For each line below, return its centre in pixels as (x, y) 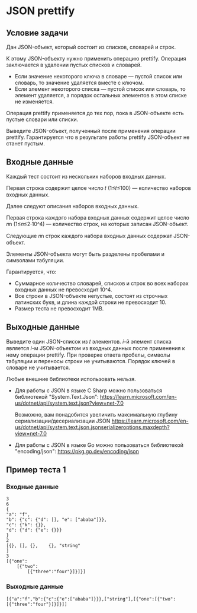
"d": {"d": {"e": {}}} (34, 530)
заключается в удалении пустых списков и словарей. (74, 65)
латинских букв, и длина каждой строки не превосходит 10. (91, 302)
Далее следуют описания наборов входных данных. (72, 206)
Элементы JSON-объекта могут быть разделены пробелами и (85, 254)
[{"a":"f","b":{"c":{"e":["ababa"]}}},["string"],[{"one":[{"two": (91, 599)
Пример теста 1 (36, 470)
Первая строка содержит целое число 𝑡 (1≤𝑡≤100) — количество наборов (98, 188)
